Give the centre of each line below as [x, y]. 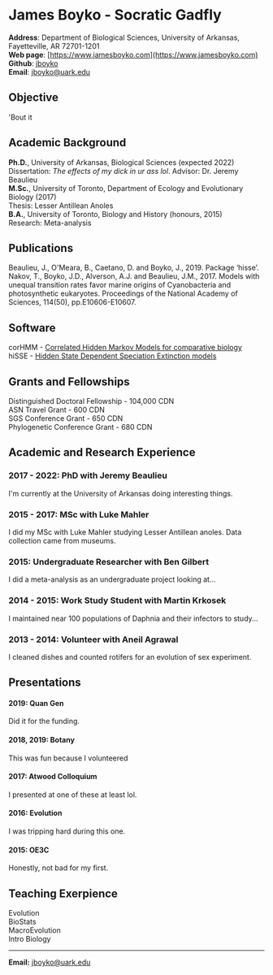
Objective [34, 98]
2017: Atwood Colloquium [53, 777]
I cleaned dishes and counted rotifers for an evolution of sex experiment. [130, 656]
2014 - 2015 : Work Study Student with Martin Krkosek [117, 600]
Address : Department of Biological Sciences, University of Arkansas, [124, 37]
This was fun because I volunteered [68, 758]
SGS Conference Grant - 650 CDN [66, 418]
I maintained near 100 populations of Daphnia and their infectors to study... [133, 618]
